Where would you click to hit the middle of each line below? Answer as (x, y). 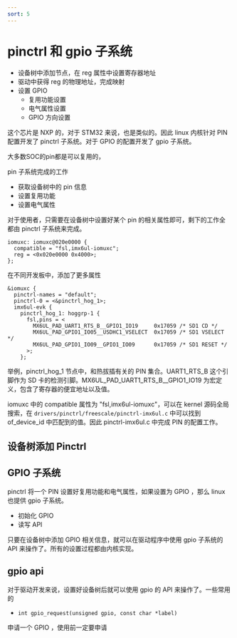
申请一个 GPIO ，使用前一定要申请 (57, 627)
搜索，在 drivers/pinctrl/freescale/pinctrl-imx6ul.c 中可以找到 (104, 413)
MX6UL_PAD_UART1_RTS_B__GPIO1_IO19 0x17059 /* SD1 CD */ (126, 326)
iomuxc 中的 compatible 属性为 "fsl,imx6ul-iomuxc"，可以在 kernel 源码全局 (118, 404)
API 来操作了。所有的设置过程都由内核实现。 (73, 548)
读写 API (30, 524)
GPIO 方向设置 (49, 117)
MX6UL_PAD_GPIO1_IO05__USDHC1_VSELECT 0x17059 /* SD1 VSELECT (128, 332)
